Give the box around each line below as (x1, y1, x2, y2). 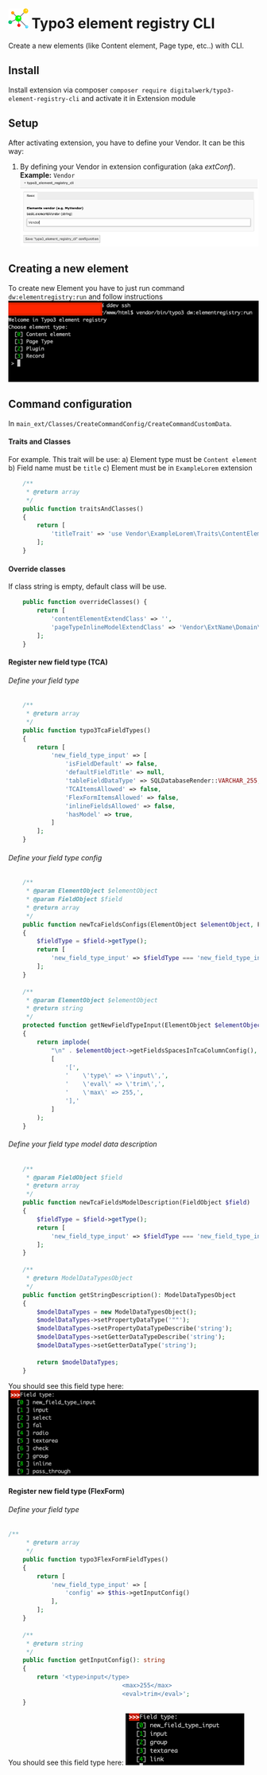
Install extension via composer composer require (8, 84, 167, 95)
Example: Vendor (19, 170, 75, 179)
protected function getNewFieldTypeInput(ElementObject (22, 1021, 212, 1029)
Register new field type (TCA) (8, 657, 109, 667)
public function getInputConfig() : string (22, 1656, 165, 1664)
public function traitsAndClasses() (22, 504, 145, 513)
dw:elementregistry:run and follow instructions (8, 292, 163, 301)
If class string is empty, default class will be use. (8, 582, 167, 591)
